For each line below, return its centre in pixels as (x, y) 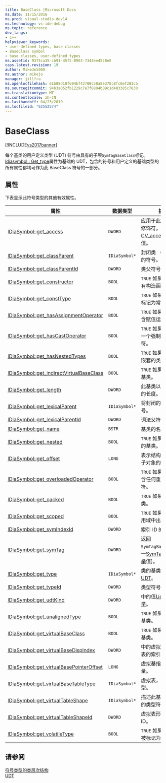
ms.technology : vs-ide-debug (35, 24)
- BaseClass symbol (25, 51)
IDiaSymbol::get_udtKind (36, 600)
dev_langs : (16, 33)
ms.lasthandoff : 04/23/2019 (34, 102)
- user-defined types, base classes (43, 47)
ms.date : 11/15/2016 (26, 14)
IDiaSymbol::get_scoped (36, 516)
